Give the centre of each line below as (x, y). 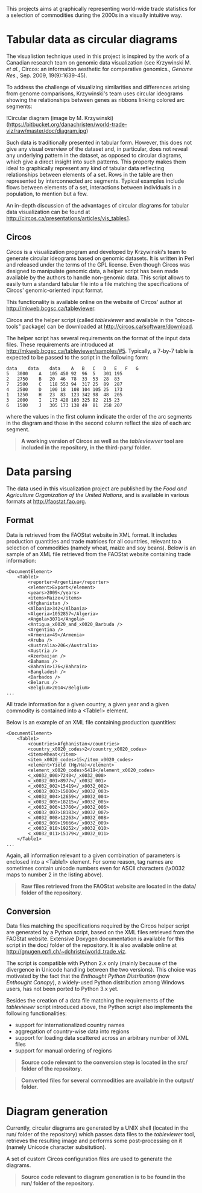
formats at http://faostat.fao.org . (46, 501)
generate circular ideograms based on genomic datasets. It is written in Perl (100, 258)
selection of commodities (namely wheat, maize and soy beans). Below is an (101, 548)
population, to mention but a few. (47, 194)
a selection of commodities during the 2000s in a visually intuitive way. (94, 15)
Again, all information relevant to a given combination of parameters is (93, 855)
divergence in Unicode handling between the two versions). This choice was (101, 970)
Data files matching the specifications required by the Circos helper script (98, 926)
